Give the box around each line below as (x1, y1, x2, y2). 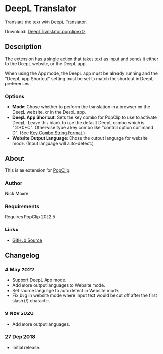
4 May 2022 (5, 266, 35, 273)
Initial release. (12, 345, 41, 351)
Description (5, 42, 42, 51)
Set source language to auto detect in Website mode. (12, 288, 120, 293)
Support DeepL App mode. (12, 277, 67, 283)
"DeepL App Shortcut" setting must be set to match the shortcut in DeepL (5, 75, 154, 81)
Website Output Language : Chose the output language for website (12, 135, 148, 141)
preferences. (5, 81, 31, 86)
